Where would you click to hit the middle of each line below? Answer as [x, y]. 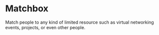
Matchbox [27, 9]
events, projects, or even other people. [45, 27]
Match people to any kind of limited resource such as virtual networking [80, 22]
